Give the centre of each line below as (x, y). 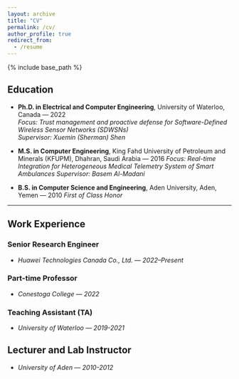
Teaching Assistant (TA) (50, 312)
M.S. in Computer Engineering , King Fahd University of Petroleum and (122, 151)
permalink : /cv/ (31, 27)
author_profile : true (39, 34)
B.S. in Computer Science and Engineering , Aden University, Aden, (117, 187)
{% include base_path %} (45, 67)
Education (31, 90)
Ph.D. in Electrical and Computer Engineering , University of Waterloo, (121, 107)
